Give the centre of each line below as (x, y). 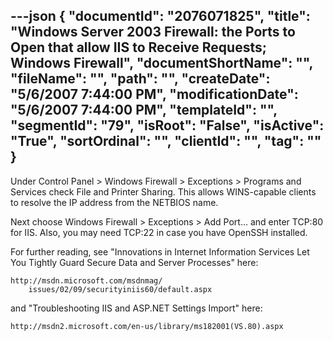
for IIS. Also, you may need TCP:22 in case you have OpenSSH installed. (159, 232)
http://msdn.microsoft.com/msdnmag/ (86, 280)
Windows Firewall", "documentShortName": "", (161, 63)
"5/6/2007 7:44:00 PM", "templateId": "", (144, 110)
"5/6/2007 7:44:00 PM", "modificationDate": (154, 94)
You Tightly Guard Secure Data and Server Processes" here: (134, 262)
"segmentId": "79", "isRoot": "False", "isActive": (167, 125)
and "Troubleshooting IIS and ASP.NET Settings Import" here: (136, 308)
